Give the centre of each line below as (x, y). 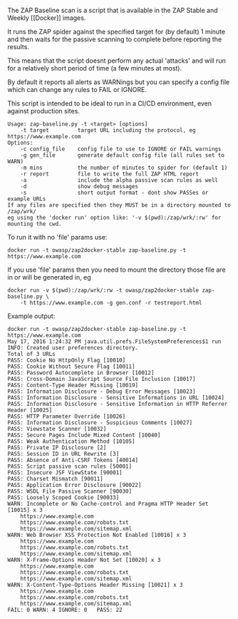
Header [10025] (30, 410)
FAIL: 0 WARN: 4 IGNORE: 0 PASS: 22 (65, 610)
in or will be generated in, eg (49, 277)
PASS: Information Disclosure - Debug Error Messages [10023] (102, 392)
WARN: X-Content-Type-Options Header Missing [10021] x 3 (95, 585)
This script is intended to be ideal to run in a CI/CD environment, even (110, 103)
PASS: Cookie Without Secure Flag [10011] (71, 367)
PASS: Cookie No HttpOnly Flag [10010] (67, 360)
